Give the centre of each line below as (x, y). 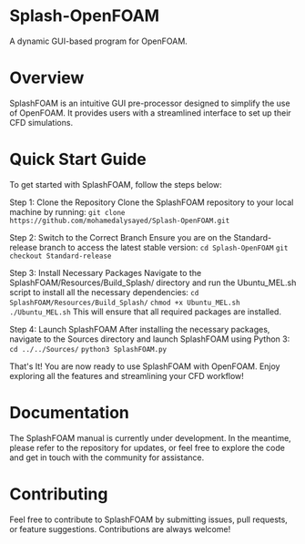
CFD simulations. (41, 122)
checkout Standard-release (61, 256)
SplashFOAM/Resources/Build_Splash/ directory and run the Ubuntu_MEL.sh (153, 282)
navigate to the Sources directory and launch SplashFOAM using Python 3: (150, 339)
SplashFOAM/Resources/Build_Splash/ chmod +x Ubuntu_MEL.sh (125, 303)
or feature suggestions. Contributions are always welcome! (120, 529)
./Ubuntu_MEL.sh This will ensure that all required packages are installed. (146, 312)
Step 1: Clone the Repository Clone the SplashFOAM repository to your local (152, 202)
